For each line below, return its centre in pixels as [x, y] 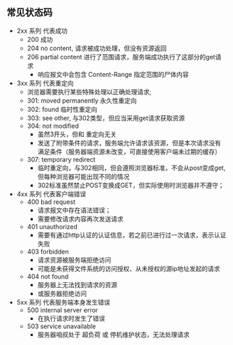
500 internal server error [62, 310]
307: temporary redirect [61, 159]
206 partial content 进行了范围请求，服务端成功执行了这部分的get [121, 57]
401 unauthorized [52, 226]
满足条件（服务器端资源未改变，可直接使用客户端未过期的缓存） [129, 152]
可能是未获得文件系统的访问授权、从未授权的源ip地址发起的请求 [129, 268]
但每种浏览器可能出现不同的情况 [83, 176]
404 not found [48, 276]
